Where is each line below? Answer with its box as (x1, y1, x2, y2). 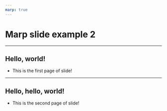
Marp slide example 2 (5, 28, 96, 40)
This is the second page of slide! (12, 100, 80, 106)
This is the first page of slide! (12, 68, 72, 74)
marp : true (5, 7, 28, 12)
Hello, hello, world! (5, 87, 65, 95)
